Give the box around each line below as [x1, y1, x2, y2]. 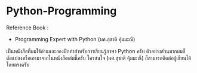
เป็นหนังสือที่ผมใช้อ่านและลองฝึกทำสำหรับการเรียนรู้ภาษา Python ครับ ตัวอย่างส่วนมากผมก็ [6, 47, 186, 54]
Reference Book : [6, 24, 49, 31]
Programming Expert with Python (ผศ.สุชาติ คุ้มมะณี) [14, 35, 136, 42]
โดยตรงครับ [6, 61, 30, 68]
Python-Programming [6, 4, 117, 18]
